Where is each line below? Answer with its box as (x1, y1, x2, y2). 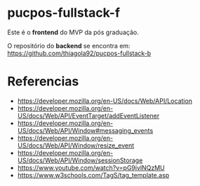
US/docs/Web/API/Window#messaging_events (17, 126, 154, 134)
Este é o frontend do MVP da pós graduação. (7, 28, 139, 36)
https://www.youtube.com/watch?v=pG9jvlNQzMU (17, 163, 165, 172)
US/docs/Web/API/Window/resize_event (17, 141, 135, 150)
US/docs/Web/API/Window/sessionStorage (17, 156, 143, 164)
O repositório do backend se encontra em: (7, 41, 131, 50)
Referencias (7, 73, 79, 90)
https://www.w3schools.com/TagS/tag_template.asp (17, 171, 170, 179)
